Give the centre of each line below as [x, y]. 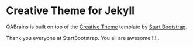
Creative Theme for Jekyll [70, 11]
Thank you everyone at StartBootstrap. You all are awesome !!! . [83, 38]
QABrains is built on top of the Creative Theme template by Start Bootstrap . [96, 27]
